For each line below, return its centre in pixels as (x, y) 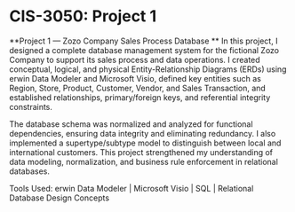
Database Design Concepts (59, 198)
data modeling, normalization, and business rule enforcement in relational (144, 161)
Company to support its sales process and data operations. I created (135, 59)
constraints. (31, 106)
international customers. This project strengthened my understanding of (141, 152)
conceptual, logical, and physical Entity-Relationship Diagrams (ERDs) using (148, 69)
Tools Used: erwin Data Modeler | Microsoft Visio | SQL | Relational (132, 188)
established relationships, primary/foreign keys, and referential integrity (140, 97)
